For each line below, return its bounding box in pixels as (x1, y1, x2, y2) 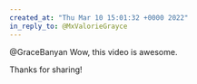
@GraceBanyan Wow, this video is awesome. (9, 46, 178, 57)
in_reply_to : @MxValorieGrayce (9, 22, 128, 31)
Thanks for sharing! (9, 64, 84, 75)
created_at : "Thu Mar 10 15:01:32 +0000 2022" (9, 13, 189, 23)
